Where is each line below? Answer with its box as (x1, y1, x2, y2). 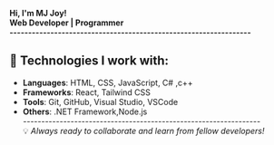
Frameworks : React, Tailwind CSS (22, 86, 152, 98)
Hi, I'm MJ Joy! (9, 8, 67, 18)
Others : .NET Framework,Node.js (22, 106, 148, 117)
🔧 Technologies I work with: (9, 53, 170, 69)
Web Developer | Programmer (9, 17, 124, 28)
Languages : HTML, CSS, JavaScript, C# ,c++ (22, 77, 193, 88)
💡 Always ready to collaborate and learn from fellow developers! (22, 125, 265, 136)
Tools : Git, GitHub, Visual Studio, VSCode (22, 96, 179, 107)
